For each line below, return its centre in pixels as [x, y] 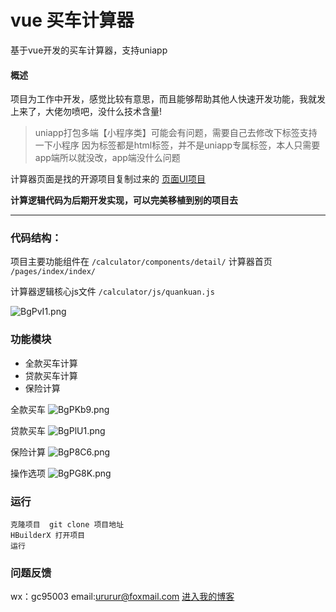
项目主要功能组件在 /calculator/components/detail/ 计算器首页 [141, 262]
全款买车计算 [51, 363]
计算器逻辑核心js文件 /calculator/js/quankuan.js [112, 292]
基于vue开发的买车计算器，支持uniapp [89, 50]
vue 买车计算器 [72, 20]
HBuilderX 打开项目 [48, 536]
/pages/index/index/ [53, 272]
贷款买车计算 [51, 375]
